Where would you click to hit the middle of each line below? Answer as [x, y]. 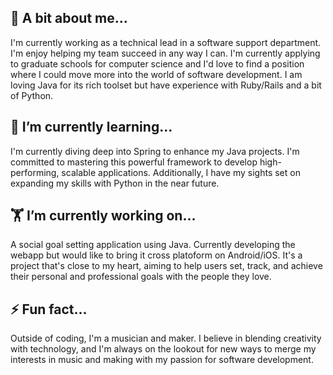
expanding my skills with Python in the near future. [115, 183]
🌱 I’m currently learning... [91, 127]
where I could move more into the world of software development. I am [156, 74]
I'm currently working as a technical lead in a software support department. [166, 42]
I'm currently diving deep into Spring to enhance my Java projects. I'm [155, 151]
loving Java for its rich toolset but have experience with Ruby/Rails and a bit [166, 85]
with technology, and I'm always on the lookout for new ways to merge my [163, 349]
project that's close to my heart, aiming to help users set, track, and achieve [166, 266]
